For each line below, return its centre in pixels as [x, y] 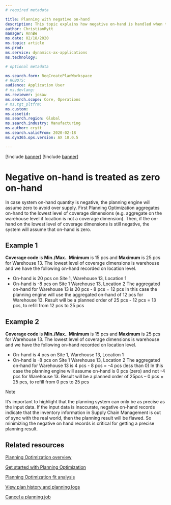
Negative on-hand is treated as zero [83, 177]
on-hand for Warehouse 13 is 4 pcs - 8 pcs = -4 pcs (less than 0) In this [88, 365]
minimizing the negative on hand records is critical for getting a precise [80, 423]
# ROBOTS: [16, 81]
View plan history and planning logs [43, 487]
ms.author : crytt [24, 128]
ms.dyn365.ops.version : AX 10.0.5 [42, 137]
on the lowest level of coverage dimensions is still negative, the [83, 224]
